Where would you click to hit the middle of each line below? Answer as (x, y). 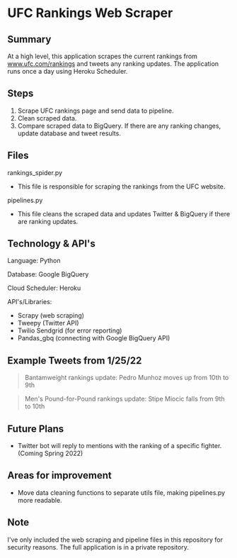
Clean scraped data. (47, 118)
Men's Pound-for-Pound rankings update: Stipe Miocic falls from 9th (125, 399)
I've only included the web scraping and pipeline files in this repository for (115, 540)
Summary (29, 39)
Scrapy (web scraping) (51, 316)
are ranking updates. (48, 221)
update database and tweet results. (69, 133)
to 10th (35, 406)
